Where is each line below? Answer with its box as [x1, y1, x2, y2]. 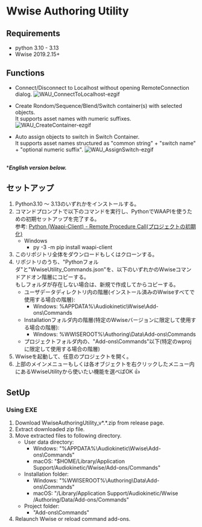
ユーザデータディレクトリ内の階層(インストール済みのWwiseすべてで [24, 288, 195, 295]
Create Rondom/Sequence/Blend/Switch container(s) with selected [14, 102, 182, 109]
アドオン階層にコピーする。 [20, 273, 89, 280]
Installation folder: [24, 470, 69, 478]
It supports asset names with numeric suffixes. [14, 115, 131, 122]
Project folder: [24, 502, 60, 510]
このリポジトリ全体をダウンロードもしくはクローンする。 [14, 250, 158, 257]
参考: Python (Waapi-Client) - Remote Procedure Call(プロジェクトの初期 [14, 222, 196, 230]
